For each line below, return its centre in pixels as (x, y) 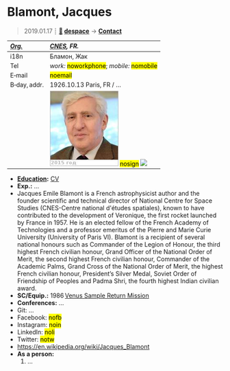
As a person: (36, 354)
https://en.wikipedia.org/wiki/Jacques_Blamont (83, 347)
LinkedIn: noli (36, 332)
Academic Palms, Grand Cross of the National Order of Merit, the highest (120, 267)
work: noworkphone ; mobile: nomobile (103, 65)
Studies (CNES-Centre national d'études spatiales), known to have (111, 208)
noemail (61, 76)
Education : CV (38, 179)
